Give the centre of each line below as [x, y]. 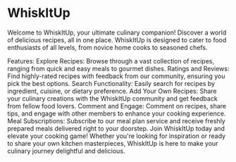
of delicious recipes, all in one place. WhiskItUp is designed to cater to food [117, 39]
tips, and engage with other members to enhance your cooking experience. [117, 113]
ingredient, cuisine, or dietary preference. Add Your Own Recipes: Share [112, 91]
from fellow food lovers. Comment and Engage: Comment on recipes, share [117, 106]
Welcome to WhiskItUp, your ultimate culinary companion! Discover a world [117, 32]
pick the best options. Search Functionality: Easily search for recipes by [111, 83]
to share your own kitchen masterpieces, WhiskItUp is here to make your [113, 143]
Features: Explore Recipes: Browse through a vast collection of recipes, [111, 61]
